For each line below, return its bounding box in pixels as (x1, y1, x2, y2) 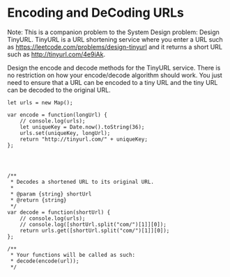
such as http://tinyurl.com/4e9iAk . (7, 50, 106, 58)
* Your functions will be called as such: (10, 251, 136, 258)
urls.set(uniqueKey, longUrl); (20, 129, 111, 136)
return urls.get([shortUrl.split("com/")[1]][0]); (20, 227, 170, 234)
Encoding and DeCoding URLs (7, 5, 185, 21)
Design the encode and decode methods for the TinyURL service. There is (7, 63, 221, 72)
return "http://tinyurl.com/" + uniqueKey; (20, 136, 148, 143)
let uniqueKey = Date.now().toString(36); (20, 123, 145, 130)
